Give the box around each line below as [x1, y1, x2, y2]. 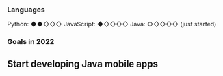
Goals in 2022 [7, 37, 55, 47]
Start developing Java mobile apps [7, 58, 159, 69]
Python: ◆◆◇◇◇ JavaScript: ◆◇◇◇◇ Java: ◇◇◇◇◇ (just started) [7, 20, 217, 28]
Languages [7, 5, 46, 14]
